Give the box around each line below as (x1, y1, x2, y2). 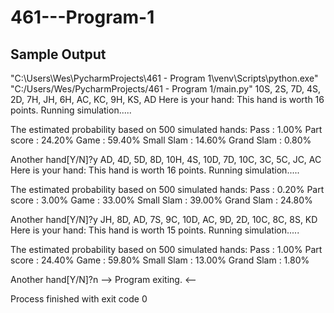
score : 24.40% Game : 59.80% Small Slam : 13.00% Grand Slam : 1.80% (10, 254, 310, 266)
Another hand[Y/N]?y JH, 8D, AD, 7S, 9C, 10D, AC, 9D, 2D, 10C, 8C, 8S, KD (10, 214, 318, 225)
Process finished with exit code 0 (10, 293, 148, 305)
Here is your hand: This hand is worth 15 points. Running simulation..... (10, 224, 300, 236)
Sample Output (10, 46, 107, 63)
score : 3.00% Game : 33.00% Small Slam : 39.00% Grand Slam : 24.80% (10, 194, 313, 206)
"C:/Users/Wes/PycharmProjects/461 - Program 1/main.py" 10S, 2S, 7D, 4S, (10, 83, 322, 95)
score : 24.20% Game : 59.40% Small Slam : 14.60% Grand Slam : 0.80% (10, 134, 312, 146)
